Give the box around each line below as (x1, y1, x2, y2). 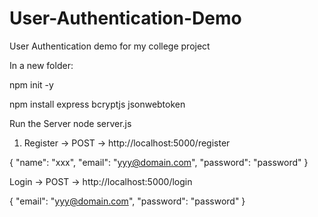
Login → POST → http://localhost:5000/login (9, 175, 193, 187)
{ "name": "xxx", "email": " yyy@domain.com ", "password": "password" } (9, 156, 309, 168)
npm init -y (9, 78, 54, 91)
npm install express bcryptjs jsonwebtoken (9, 98, 186, 110)
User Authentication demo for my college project (9, 40, 211, 52)
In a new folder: (9, 59, 74, 71)
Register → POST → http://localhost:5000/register (23, 137, 231, 149)
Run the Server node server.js (9, 117, 132, 129)
